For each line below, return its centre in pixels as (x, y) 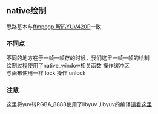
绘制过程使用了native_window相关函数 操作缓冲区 (68, 66)
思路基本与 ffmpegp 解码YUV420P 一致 (54, 27)
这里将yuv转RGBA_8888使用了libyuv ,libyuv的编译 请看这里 (79, 104)
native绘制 (26, 11)
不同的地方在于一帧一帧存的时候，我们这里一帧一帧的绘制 (78, 58)
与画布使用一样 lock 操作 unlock (46, 73)
